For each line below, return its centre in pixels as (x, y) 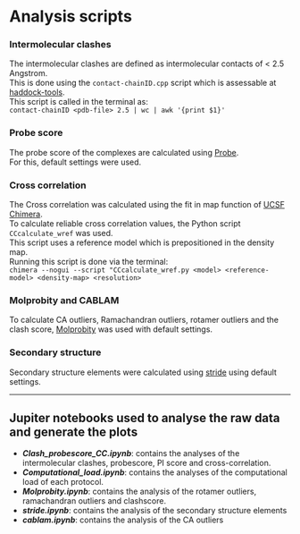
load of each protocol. (63, 482)
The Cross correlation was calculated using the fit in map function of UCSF (147, 205)
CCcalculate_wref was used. (61, 233)
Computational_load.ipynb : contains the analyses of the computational (154, 472)
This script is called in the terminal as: (79, 102)
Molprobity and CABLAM (64, 300)
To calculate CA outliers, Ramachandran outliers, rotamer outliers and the (144, 320)
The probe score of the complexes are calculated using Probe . (124, 152)
